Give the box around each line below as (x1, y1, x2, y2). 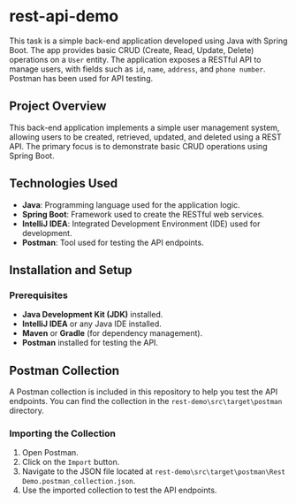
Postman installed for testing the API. (21, 338, 159, 348)
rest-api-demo (9, 6, 119, 27)
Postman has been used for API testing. (9, 73, 154, 83)
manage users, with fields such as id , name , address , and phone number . (9, 64, 266, 74)
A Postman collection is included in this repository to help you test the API (9, 386, 278, 397)
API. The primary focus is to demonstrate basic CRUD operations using (9, 141, 268, 151)
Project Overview (9, 99, 107, 114)
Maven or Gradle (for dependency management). (21, 328, 203, 339)
